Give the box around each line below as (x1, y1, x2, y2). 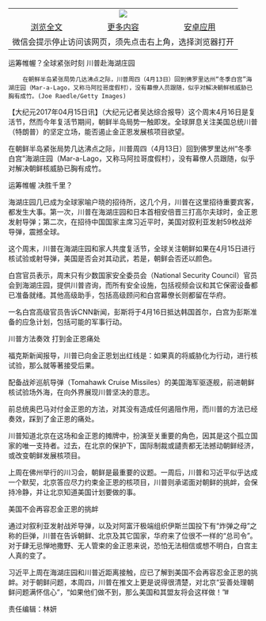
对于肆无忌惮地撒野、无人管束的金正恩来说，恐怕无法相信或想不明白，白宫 (8, 541, 251, 550)
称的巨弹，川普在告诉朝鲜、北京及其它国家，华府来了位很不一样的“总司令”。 (8, 531, 257, 540)
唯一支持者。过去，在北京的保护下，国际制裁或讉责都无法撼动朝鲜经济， (21, 441, 258, 450)
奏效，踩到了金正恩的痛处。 (8, 414, 99, 423)
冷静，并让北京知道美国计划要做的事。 (14, 487, 140, 497)
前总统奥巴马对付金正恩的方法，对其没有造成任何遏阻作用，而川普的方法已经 (8, 404, 258, 413)
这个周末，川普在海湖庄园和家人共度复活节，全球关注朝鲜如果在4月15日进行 (8, 244, 256, 253)
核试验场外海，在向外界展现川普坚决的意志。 (8, 387, 154, 397)
